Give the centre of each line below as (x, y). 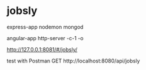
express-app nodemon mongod (45, 27)
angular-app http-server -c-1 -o (45, 38)
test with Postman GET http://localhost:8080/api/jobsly (73, 61)
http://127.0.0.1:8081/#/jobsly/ (42, 49)
